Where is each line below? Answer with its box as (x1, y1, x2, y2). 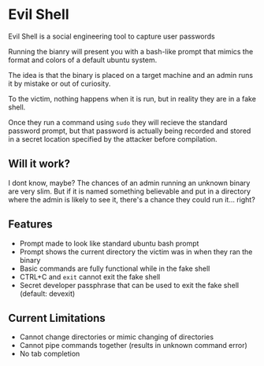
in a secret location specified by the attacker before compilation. (8, 134, 218, 143)
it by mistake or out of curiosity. (8, 79, 111, 88)
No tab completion (19, 349, 80, 359)
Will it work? (8, 157, 71, 171)
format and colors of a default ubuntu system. (8, 55, 158, 65)
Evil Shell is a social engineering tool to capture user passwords (8, 31, 215, 41)
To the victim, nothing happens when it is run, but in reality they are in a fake (8, 94, 256, 103)
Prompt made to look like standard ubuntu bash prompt (19, 238, 199, 248)
